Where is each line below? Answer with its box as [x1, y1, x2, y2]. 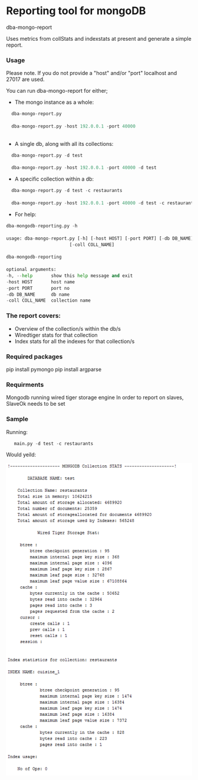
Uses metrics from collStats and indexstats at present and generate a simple [6, 35, 192, 42]
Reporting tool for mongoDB [6, 4, 146, 18]
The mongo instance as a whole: [14, 99, 94, 106]
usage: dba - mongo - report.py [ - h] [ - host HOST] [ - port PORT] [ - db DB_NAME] [6, 235, 194, 241]
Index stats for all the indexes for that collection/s [14, 338, 135, 345]
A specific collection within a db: [14, 175, 94, 182]
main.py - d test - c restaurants [14, 440, 94, 446]
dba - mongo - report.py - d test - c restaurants [11, 188, 123, 194]
